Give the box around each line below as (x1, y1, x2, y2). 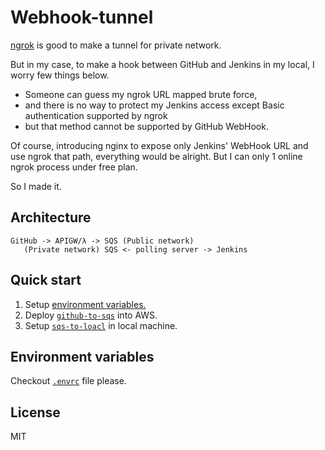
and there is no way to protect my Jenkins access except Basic (24, 99, 285, 111)
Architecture (10, 209, 92, 226)
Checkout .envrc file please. (10, 375, 127, 387)
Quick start (10, 272, 82, 289)
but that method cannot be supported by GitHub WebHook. (24, 120, 269, 132)
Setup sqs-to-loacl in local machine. (24, 319, 178, 331)
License (10, 404, 61, 421)
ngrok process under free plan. (10, 161, 138, 173)
